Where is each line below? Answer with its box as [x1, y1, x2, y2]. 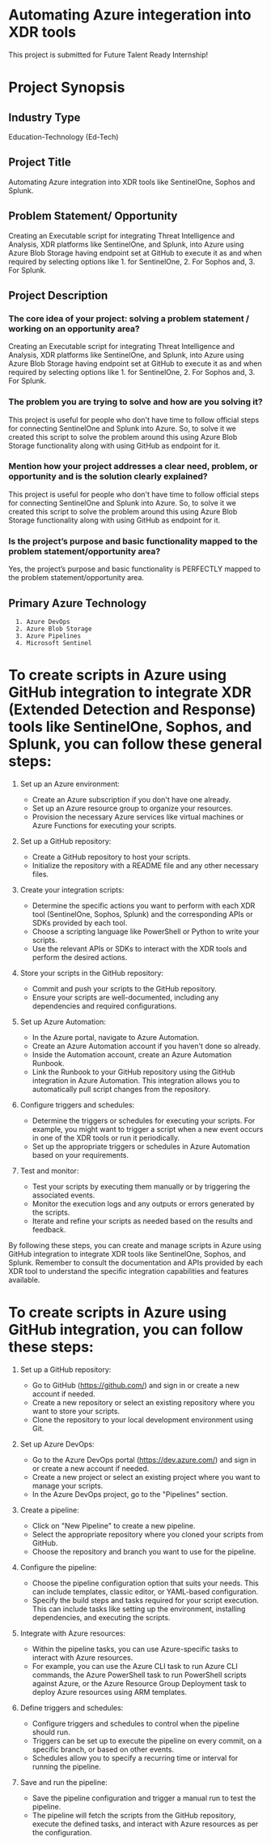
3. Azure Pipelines [15, 631, 82, 640]
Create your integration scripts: [19, 884, 125, 894]
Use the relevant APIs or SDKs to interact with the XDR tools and [32, 944, 248, 953]
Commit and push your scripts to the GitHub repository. [32, 983, 217, 993]
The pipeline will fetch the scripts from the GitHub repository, [32, 1810, 236, 1820]
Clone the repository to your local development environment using [32, 1414, 253, 1425]
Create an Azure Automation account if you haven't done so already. [32, 1041, 261, 1051]
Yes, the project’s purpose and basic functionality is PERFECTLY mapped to [8, 564, 261, 574]
